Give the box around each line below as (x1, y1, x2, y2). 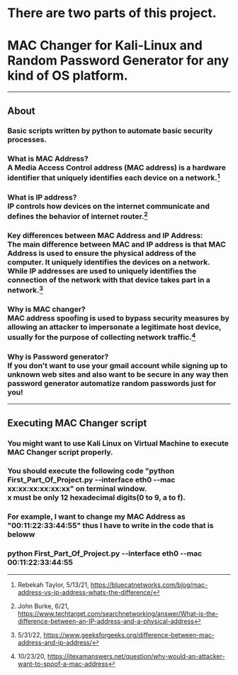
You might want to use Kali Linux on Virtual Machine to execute (7, 438, 229, 448)
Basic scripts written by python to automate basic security (7, 126, 213, 136)
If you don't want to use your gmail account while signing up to (7, 360, 228, 370)
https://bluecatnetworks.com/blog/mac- (90, 580, 208, 589)
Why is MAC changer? (7, 304, 86, 314)
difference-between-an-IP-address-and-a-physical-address (17, 617, 195, 625)
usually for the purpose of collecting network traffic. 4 (7, 331, 196, 342)
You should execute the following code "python (7, 466, 175, 476)
